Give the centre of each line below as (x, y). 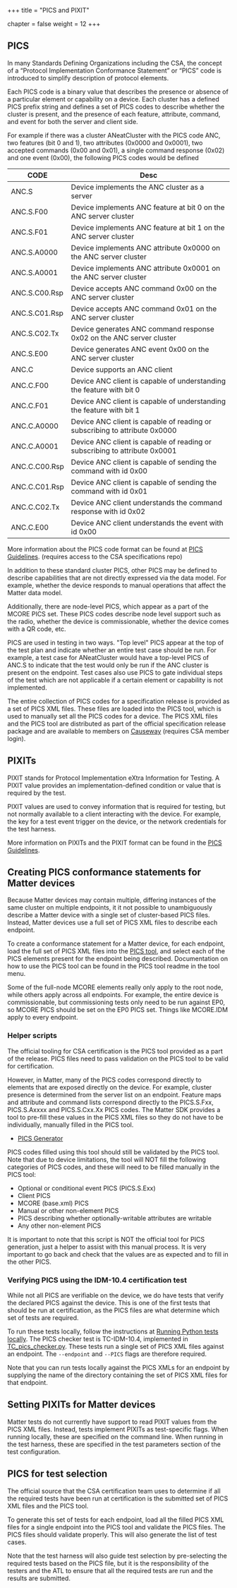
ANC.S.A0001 (35, 272)
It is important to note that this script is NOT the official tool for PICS (106, 1239)
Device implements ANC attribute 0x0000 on (146, 248)
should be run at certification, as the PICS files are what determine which (114, 1310)
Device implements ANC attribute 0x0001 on (146, 268)
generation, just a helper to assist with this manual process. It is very (107, 1247)
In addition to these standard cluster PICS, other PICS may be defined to (112, 570)
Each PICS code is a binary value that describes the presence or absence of (118, 92)
